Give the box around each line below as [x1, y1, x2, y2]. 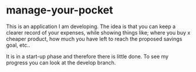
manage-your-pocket [6, 4, 113, 17]
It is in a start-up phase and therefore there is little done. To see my [6, 53, 169, 60]
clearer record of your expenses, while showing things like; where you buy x [6, 29, 191, 36]
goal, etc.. [6, 42, 31, 49]
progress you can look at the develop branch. [6, 59, 116, 66]
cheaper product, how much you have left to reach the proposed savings [6, 35, 183, 42]
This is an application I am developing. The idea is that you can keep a [6, 23, 176, 30]
